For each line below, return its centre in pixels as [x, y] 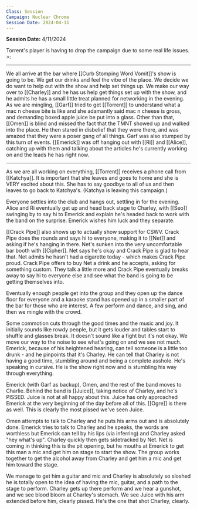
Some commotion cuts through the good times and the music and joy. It [92, 323]
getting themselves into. [35, 282]
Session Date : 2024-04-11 [38, 22]
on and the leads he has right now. [48, 155]
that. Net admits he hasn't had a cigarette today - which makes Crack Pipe [96, 257]
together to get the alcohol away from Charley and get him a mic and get [94, 458]
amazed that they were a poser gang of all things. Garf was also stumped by [98, 136]
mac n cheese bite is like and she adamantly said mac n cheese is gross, [94, 111]
